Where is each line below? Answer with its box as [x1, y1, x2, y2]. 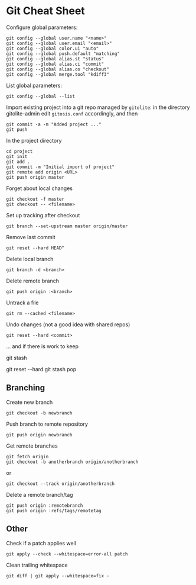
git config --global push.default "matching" [6, 50, 120, 57]
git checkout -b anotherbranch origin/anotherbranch [6, 459, 139, 465]
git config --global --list [6, 93, 76, 99]
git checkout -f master [6, 196, 65, 202]
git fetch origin [6, 454, 49, 459]
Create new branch [6, 398, 53, 406]
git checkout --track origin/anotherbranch [6, 481, 115, 487]
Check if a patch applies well [6, 539, 77, 547]
